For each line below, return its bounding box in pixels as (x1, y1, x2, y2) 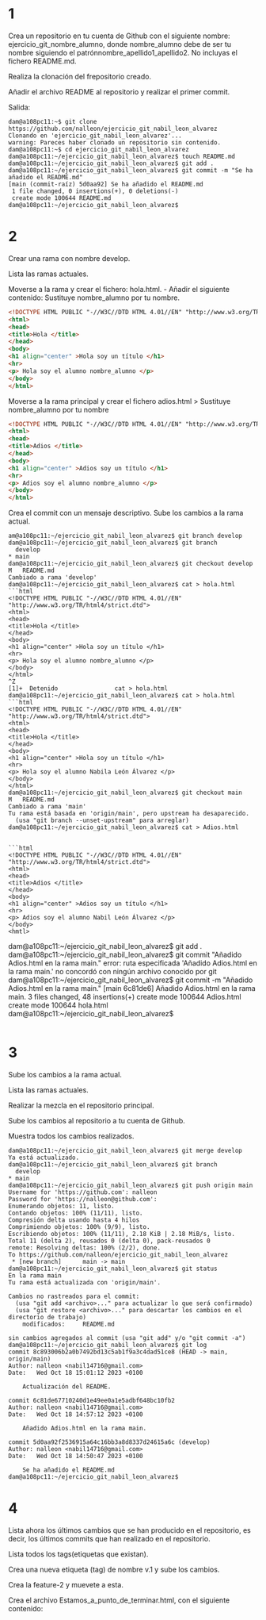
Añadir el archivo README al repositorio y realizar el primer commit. (8, 86, 230, 96)
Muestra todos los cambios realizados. (8, 1131, 135, 1141)
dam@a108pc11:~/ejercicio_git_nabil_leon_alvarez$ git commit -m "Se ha (8, 166, 253, 175)
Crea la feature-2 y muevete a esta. (8, 1580, 124, 1589)
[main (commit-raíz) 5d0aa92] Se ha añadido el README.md (8, 180, 203, 188)
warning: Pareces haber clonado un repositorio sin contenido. (8, 138, 222, 147)
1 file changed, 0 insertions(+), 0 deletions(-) (11, 187, 179, 195)
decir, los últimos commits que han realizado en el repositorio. (8, 1534, 211, 1543)
